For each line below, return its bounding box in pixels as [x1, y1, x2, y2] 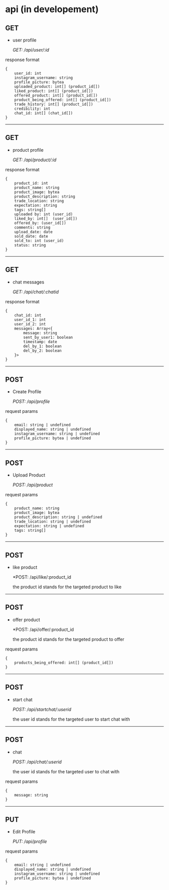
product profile [12, 147, 44, 153]
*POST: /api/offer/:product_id [12, 626, 74, 632]
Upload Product [12, 472, 45, 478]
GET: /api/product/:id [12, 157, 57, 163]
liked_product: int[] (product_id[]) [14, 88, 94, 93]
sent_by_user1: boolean [23, 335, 73, 340]
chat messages [12, 279, 44, 285]
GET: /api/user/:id [12, 47, 49, 53]
